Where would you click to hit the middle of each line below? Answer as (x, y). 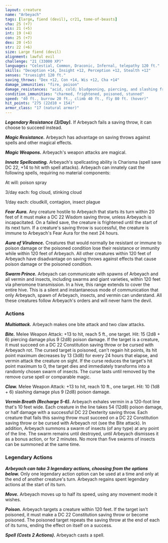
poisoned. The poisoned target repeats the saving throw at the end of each (82, 520)
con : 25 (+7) (19, 38)
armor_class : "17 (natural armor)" (42, 108)
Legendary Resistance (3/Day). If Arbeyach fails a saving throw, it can (78, 122)
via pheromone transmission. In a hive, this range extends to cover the (77, 285)
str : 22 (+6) (19, 47)
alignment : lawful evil (30, 57)
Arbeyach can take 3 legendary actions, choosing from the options (77, 468)
